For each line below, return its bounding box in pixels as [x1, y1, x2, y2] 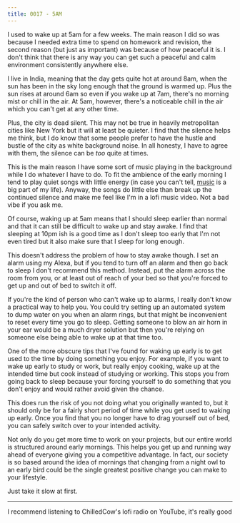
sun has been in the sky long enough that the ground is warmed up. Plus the [7, 81, 232, 90]
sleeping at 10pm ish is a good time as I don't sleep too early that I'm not [7, 229, 221, 238]
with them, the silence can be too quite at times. [7, 148, 149, 157]
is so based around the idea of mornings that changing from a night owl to [7, 457, 226, 466]
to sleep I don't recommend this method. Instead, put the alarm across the [7, 265, 226, 275]
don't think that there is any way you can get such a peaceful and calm [7, 53, 216, 61]
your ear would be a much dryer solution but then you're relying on [7, 325, 205, 334]
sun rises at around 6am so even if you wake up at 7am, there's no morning [7, 89, 229, 98]
